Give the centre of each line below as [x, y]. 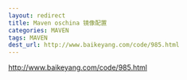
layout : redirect [37, 15]
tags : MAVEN [28, 38]
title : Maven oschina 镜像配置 [58, 23]
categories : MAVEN [39, 30]
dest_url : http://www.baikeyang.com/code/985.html [94, 45]
